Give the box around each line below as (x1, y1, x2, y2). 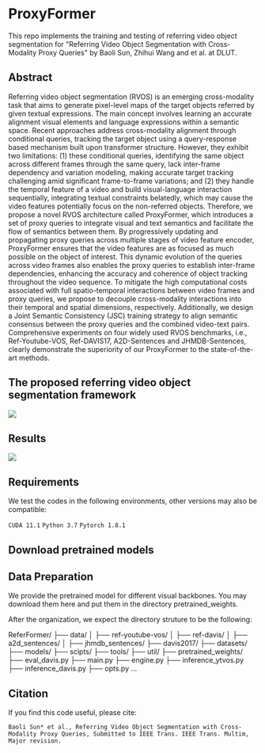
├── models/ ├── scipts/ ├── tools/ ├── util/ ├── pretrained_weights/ (8, 647, 244, 656)
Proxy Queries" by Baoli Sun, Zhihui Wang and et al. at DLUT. (38, 48, 237, 57)
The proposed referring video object (8, 376, 191, 389)
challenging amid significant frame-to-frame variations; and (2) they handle (8, 176, 255, 185)
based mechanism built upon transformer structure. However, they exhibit (8, 142, 249, 151)
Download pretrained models (8, 543, 154, 556)
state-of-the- (210, 344, 254, 354)
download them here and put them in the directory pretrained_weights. (8, 599, 239, 609)
